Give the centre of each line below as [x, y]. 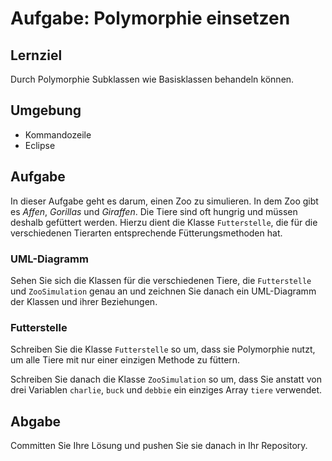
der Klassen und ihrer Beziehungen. [84, 301]
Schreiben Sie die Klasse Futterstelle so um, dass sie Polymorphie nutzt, [163, 349]
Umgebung [46, 110]
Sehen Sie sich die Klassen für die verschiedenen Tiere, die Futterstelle [161, 280]
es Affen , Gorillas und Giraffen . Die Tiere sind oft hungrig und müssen [154, 211]
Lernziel [36, 55]
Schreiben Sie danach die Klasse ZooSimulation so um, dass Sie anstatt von [166, 379]
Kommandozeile [58, 134]
